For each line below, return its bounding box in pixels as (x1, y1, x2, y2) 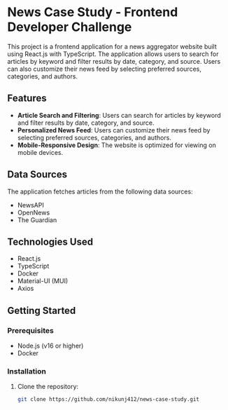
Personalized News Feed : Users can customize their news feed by (17, 125, 211, 134)
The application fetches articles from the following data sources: (7, 187, 194, 196)
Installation (7, 366, 47, 376)
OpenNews (17, 208, 50, 217)
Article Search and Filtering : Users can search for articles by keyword (17, 111, 222, 119)
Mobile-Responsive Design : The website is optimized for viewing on (17, 141, 217, 149)
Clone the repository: (17, 383, 79, 391)
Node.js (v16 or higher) (17, 341, 84, 350)
